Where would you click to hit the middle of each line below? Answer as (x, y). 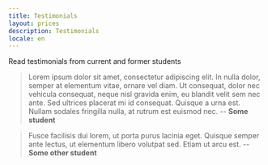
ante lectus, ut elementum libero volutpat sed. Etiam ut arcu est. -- (139, 144)
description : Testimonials (54, 31)
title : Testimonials (43, 16)
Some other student (62, 153)
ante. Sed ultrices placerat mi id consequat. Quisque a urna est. (134, 103)
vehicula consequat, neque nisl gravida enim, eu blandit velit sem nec (144, 95)
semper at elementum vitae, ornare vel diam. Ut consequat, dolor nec (144, 86)
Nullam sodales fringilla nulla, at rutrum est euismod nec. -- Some (138, 112)
